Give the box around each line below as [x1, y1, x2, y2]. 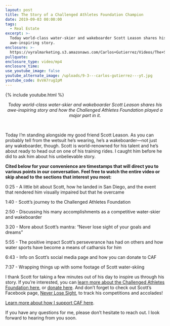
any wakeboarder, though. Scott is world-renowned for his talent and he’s [5, 143, 158, 149]
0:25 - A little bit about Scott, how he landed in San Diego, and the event [5, 183, 156, 190]
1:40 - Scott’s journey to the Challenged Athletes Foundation [5, 199, 131, 205]
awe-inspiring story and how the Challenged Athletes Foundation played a [7, 107, 163, 113]
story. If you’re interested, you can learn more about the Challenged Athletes [5, 279, 165, 285]
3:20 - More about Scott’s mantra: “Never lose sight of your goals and [5, 223, 151, 230]
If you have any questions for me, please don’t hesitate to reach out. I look [5, 309, 160, 315]
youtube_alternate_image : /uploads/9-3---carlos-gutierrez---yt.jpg [5, 73, 153, 78]
